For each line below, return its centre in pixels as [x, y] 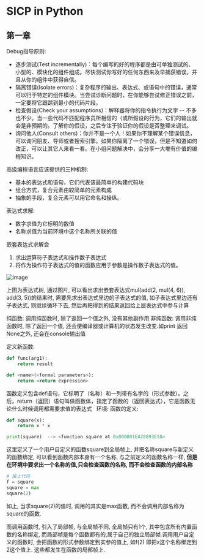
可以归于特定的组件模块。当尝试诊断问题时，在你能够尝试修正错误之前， [106, 95]
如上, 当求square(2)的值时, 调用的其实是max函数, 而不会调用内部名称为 [95, 506]
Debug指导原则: [26, 51]
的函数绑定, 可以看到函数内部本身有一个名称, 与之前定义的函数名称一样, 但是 [102, 457]
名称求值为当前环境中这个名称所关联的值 [66, 231]
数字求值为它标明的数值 [45, 224]
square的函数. [24, 514]
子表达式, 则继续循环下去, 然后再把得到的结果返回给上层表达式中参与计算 [98, 305]
